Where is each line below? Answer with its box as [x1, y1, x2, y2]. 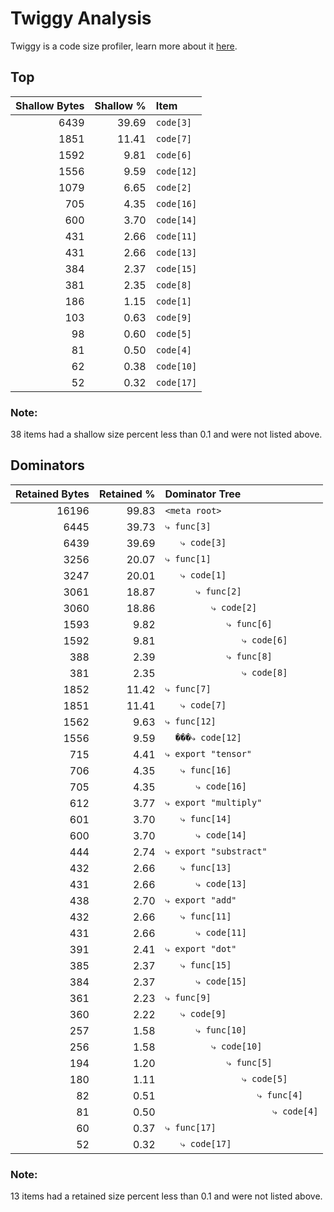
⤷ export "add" [164, 895, 237, 906]
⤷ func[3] [164, 521, 212, 532]
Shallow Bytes [15, 98, 85, 112]
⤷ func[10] [195, 1025, 247, 1036]
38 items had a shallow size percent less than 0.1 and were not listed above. [10, 428, 323, 441]
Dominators [10, 457, 85, 474]
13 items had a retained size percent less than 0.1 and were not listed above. [10, 1190, 323, 1202]
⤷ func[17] [164, 1122, 217, 1134]
